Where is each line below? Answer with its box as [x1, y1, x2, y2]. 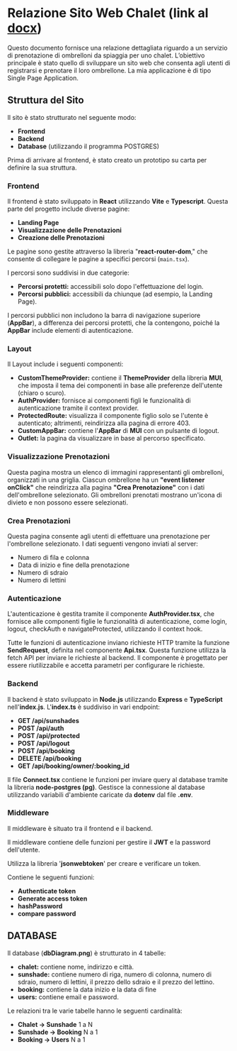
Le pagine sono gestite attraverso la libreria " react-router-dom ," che [7, 247, 208, 256]
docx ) [7, 20, 42, 36]
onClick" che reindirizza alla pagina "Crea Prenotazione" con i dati [7, 483, 205, 491]
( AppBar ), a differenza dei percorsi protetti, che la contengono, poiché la [7, 319, 220, 327]
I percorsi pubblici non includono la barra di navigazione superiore [7, 311, 201, 320]
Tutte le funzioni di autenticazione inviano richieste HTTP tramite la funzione [7, 639, 230, 647]
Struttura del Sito [7, 94, 84, 106]
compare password [17, 909, 76, 918]
